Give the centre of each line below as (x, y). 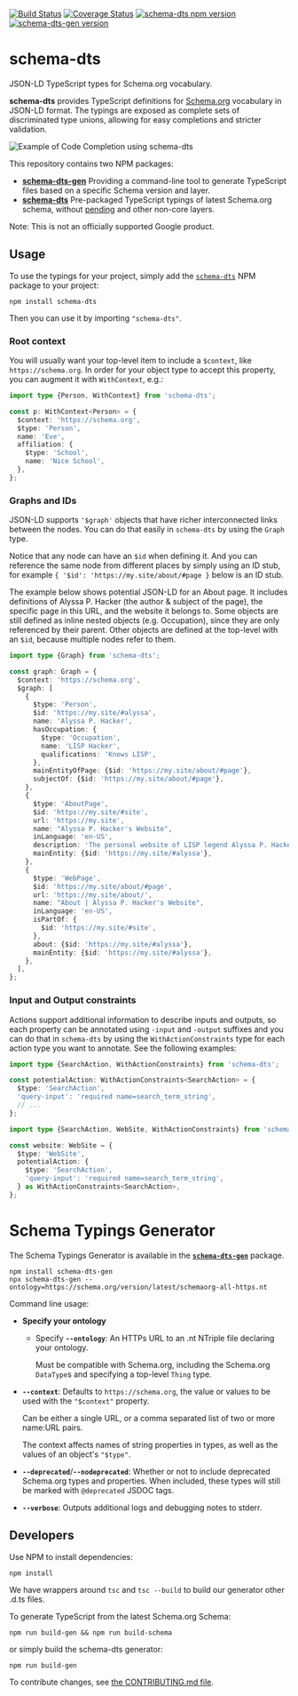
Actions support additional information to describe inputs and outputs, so (143, 1020)
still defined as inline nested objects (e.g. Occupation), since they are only (145, 620)
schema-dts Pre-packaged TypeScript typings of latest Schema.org (147, 199)
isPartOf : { (55, 920)
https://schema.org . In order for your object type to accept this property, (143, 370)
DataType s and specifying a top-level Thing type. (123, 1374)
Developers (42, 1536)
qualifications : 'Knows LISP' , (99, 754)
